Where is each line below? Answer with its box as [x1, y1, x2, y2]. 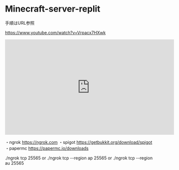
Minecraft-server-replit [5, 3, 100, 15]
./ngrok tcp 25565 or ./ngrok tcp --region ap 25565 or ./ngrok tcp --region [5, 155, 153, 161]
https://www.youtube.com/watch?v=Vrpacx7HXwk [5, 30, 106, 35]
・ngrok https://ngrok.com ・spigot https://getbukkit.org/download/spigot [5, 139, 152, 145]
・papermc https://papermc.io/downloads [5, 145, 89, 151]
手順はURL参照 [5, 20, 35, 26]
